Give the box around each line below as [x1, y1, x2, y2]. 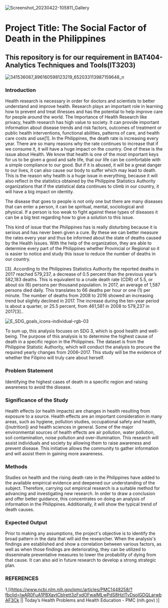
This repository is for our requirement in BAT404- [5, 53, 163, 61]
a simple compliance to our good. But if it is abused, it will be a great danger [5, 162, 162, 168]
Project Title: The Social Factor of [5, 23, 147, 34]
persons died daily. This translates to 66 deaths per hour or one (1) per [5, 287, 151, 293]
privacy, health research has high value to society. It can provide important [5, 119, 159, 126]
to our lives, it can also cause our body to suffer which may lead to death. [5, 167, 156, 173]
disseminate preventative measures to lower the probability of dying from [5, 552, 156, 558]
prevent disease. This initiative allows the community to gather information [5, 445, 159, 451]
